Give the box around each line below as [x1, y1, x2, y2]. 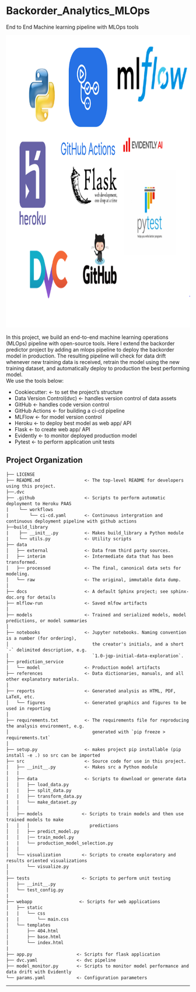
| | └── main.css [6, 916, 69, 922]
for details [27, 594, 57, 600]
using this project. [6, 483, 57, 489]
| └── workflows [6, 506, 54, 513]
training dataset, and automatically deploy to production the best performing [6, 365, 190, 372]
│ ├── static [6, 904, 43, 911]
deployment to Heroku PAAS [6, 500, 72, 507]
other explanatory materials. [6, 676, 80, 682]
